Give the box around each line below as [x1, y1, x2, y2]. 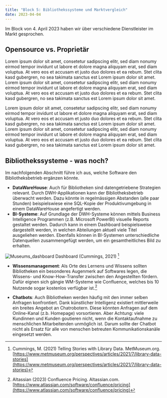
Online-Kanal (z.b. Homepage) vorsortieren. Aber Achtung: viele [12, 310, 144, 316]
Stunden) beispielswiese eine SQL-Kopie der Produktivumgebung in [12, 200, 152, 206]
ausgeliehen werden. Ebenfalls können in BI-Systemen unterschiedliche [12, 232, 160, 238]
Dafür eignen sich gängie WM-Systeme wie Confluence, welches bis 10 [12, 279, 159, 285]
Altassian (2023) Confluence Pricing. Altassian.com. [12, 377, 120, 383]
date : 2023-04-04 [5, 12, 41, 17]
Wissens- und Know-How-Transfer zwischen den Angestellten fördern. [12, 273, 159, 279]
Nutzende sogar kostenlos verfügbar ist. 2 [12, 284, 97, 291]
